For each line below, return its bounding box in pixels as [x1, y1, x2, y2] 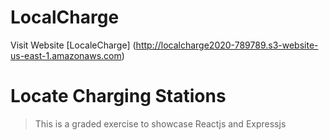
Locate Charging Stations [10, 85, 227, 108]
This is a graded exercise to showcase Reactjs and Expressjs [34, 117, 287, 130]
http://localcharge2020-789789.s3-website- [135, 39, 319, 51]
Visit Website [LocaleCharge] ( [10, 39, 137, 51]
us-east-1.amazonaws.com [10, 49, 122, 61]
